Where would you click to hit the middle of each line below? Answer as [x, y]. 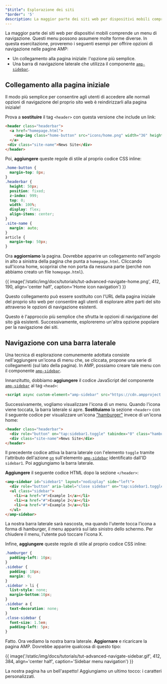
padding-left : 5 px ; [30, 627]
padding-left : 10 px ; [31, 558]
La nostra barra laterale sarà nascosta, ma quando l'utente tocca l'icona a [81, 524]
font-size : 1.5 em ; [29, 622]
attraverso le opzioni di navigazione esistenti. [51, 307]
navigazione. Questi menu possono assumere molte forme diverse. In [76, 38]
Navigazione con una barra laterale [60, 343]
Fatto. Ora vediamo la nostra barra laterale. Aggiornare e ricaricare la [76, 641]
